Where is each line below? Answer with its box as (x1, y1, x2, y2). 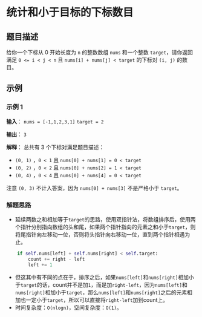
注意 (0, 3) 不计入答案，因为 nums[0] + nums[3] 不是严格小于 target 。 (6, 184, 183, 191)
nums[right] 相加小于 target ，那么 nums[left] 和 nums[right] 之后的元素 (15, 289, 187, 296)
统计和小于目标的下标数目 (6, 5, 134, 19)
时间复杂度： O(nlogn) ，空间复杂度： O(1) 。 (15, 304, 122, 311)
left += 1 (28, 261, 53, 268)
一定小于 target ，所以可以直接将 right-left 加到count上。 (25, 296, 168, 303)
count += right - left (28, 256, 85, 262)
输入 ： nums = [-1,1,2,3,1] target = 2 (6, 117, 104, 125)
